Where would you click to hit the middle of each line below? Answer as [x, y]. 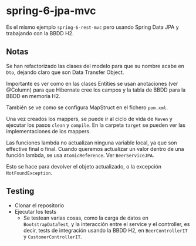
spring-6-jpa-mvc [51, 11]
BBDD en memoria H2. [33, 96]
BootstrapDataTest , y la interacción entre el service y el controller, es [107, 224]
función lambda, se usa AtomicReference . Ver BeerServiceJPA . [80, 155]
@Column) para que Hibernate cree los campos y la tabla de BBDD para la [96, 90]
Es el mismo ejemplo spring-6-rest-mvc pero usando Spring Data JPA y [92, 27]
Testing [20, 191]
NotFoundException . [29, 173]
